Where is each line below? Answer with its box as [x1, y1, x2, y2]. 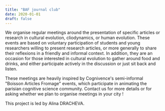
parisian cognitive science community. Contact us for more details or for [5, 86, 152, 92]
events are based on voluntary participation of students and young [5, 40, 140, 46]
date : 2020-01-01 [5, 12, 41, 17]
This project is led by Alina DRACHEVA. [5, 101, 85, 107]
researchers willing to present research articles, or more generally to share [5, 45, 157, 51]
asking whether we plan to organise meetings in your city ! [5, 91, 124, 97]
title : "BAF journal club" [5, 7, 61, 12]
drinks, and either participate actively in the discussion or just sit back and [5, 61, 156, 67]
